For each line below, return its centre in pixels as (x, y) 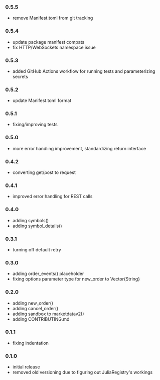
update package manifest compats (48, 42)
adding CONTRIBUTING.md (41, 319)
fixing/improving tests (35, 125)
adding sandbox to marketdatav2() (48, 314)
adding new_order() (33, 303)
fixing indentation (31, 343)
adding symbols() (31, 220)
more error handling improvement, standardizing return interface (79, 148)
